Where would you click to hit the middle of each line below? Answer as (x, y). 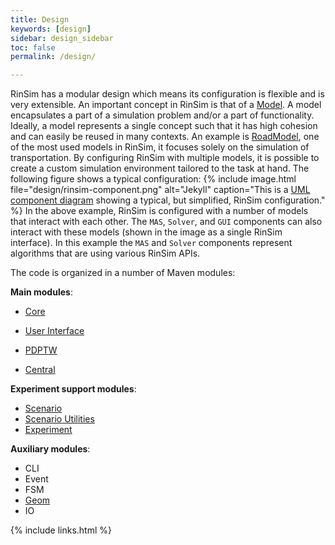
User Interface (54, 331)
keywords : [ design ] (51, 29)
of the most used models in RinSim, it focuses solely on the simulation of (160, 147)
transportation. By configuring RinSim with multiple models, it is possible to (165, 158)
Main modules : (41, 292)
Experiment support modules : (73, 389)
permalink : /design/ (53, 57)
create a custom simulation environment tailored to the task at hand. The (160, 168)
